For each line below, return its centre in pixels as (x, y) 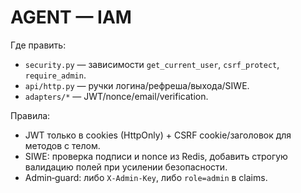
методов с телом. (62, 145)
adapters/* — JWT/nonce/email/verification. (116, 96)
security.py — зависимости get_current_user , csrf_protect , (152, 64)
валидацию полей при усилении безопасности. (126, 167)
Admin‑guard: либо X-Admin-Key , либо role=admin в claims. (146, 177)
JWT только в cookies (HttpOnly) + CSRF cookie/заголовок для (158, 135)
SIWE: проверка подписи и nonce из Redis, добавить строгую (156, 156)
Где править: (38, 45)
